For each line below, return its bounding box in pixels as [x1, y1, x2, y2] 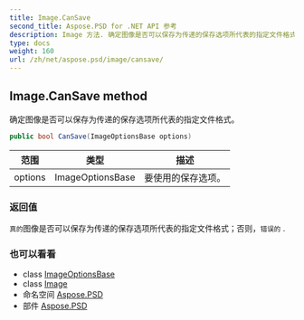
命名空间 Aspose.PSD [22, 289, 104, 300]
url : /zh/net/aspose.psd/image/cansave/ [9, 55, 165, 64]
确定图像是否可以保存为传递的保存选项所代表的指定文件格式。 [9, 114, 240, 125]
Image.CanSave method [9, 89, 147, 104]
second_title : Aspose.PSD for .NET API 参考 [9, 22, 177, 31]
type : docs [9, 38, 51, 48]
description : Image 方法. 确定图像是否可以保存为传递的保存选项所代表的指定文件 [9, 30, 283, 39]
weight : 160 [9, 47, 54, 56]
